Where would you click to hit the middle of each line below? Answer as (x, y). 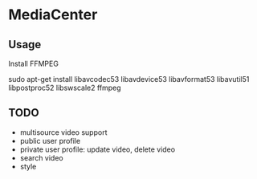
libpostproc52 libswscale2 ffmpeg (65, 87)
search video (41, 157)
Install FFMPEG (33, 63)
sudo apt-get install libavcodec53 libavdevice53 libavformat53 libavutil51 (129, 79)
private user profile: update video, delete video (97, 149)
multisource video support (63, 132)
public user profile (50, 140)
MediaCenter (53, 15)
